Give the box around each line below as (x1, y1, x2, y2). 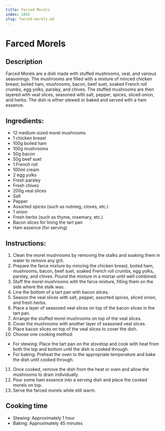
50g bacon (12, 151, 35, 157)
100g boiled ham (12, 140, 47, 146)
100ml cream (12, 167, 40, 173)
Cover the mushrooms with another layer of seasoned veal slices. (12, 321, 146, 326)
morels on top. (12, 382, 42, 388)
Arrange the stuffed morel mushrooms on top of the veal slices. (12, 315, 142, 321)
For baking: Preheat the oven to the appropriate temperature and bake (12, 352, 156, 357)
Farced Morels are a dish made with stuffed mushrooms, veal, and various (5, 70, 157, 77)
